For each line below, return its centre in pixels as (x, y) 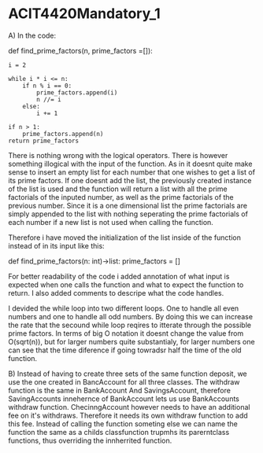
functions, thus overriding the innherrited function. (90, 440)
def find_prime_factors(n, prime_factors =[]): (81, 50)
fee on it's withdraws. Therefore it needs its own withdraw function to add (128, 415)
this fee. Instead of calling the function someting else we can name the (123, 424)
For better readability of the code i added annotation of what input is (119, 276)
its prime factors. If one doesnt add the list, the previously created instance (130, 180)
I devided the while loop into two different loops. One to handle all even (124, 308)
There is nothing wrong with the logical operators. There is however (118, 155)
